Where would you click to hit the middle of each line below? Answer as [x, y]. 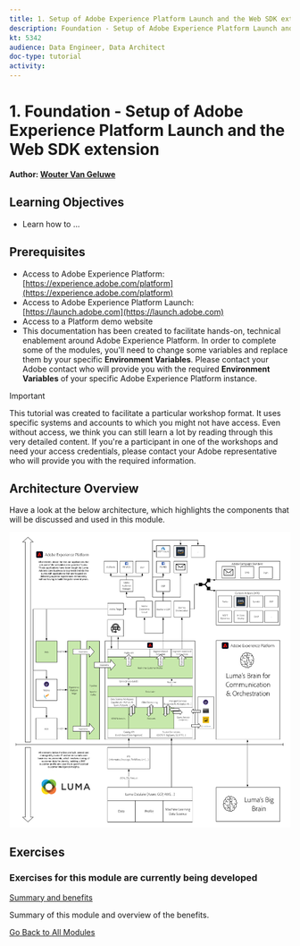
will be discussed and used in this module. [87, 520]
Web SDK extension [84, 150]
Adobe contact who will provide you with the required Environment [146, 369]
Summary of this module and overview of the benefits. [109, 915]
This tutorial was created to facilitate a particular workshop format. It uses [145, 413]
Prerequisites [47, 252]
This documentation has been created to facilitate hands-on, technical [151, 330]
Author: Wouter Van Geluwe [62, 174]
